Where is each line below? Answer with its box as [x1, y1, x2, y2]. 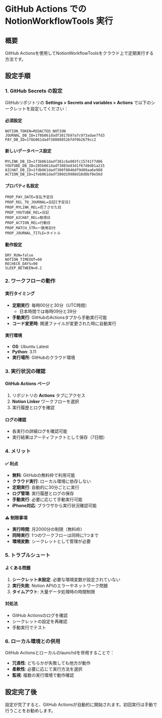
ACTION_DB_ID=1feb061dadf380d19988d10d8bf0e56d [5, 172, 103, 177]
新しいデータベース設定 [5, 148, 52, 154]
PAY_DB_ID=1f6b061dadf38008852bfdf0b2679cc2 [5, 137, 96, 142]
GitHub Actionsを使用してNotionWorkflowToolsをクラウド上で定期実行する [5, 50, 154, 56]
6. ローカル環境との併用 [5, 638, 60, 645]
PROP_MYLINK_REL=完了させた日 [5, 205, 61, 210]
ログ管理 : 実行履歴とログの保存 [12, 490, 74, 497]
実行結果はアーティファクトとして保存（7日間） [12, 434, 107, 440]
